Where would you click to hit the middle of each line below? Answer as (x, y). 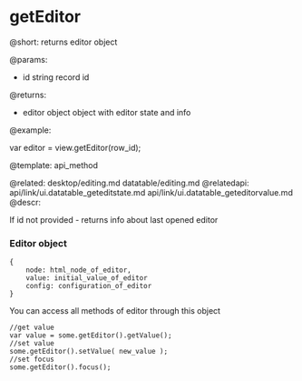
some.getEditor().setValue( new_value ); (89, 352)
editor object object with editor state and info (107, 112)
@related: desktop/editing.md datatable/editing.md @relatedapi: (129, 183)
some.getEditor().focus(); (60, 367)
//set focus (32, 360)
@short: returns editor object (63, 42)
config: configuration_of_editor (89, 286)
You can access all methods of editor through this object (115, 311)
